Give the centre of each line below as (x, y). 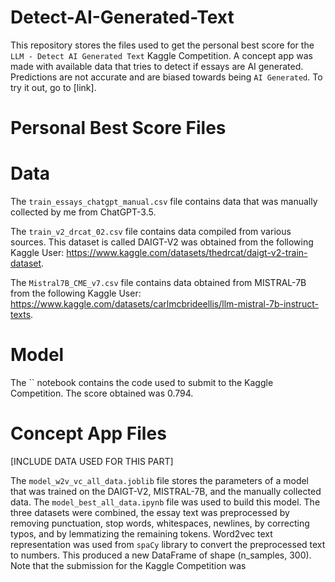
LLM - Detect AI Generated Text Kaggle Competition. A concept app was (161, 55)
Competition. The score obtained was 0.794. (102, 393)
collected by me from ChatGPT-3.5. (83, 212)
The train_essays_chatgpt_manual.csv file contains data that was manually (164, 202)
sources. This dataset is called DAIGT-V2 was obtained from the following (162, 242)
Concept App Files (88, 433)
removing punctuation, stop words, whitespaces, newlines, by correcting (160, 523)
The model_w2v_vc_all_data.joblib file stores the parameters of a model (160, 480)
